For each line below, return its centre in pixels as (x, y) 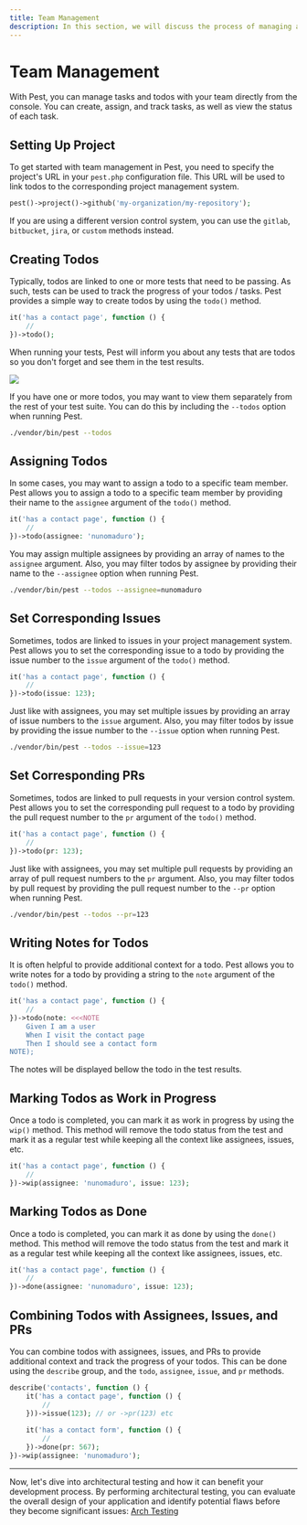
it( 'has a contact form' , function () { (104, 1430)
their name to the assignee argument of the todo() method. (120, 503)
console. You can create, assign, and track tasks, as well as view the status (151, 107)
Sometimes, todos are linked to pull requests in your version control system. (152, 797)
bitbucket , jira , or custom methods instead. (92, 230)
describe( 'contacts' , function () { (79, 1388)
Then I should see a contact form (91, 1043)
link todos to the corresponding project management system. (124, 187)
